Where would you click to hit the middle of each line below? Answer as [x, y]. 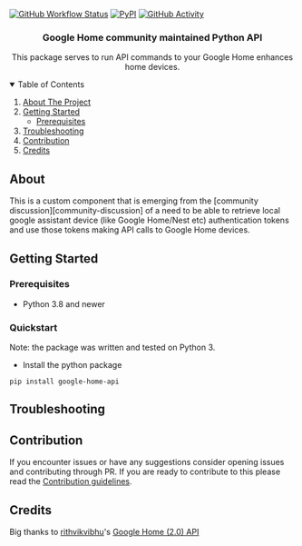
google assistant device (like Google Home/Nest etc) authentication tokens [150, 220]
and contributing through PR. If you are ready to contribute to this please [145, 472]
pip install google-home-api [64, 382]
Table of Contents [51, 84]
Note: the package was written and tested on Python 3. [112, 347]
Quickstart [34, 327]
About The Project [57, 102]
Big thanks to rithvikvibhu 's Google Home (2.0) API [104, 532]
